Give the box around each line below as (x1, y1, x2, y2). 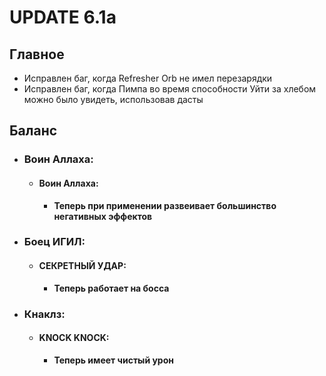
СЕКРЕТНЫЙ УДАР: (38, 260, 127, 272)
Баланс (9, 122, 58, 140)
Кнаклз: (23, 307, 66, 321)
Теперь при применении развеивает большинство (53, 199, 277, 211)
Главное (9, 46, 65, 63)
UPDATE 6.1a (9, 6, 117, 29)
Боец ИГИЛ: (23, 235, 86, 249)
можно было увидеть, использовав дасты (23, 94, 204, 105)
